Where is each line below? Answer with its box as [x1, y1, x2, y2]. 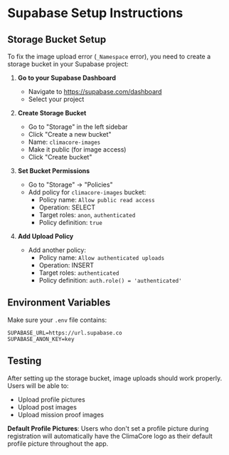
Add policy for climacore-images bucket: [28, 188, 147, 197]
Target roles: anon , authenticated [38, 211, 136, 219]
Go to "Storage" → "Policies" [28, 180, 113, 189]
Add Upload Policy [17, 232, 74, 240]
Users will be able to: [7, 381, 69, 389]
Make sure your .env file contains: [7, 315, 107, 324]
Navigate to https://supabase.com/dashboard [28, 88, 162, 95]
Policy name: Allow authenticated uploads [38, 253, 165, 261]
